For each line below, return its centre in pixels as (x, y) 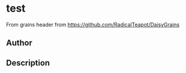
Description (28, 63)
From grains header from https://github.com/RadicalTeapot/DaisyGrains (93, 25)
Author (19, 43)
